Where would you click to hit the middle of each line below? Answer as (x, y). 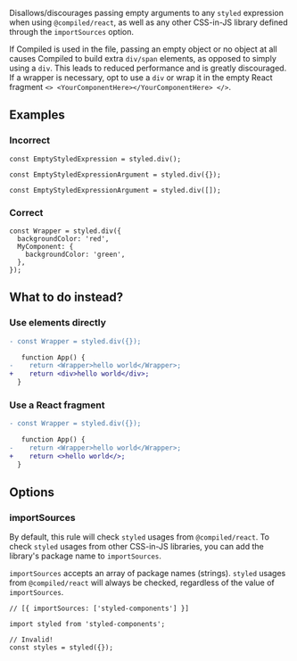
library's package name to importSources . (86, 556)
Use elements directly (58, 323)
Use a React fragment (57, 405)
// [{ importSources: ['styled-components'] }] (99, 609)
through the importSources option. (71, 32)
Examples (37, 115)
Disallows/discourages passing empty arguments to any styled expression (146, 13)
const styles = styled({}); (62, 648)
